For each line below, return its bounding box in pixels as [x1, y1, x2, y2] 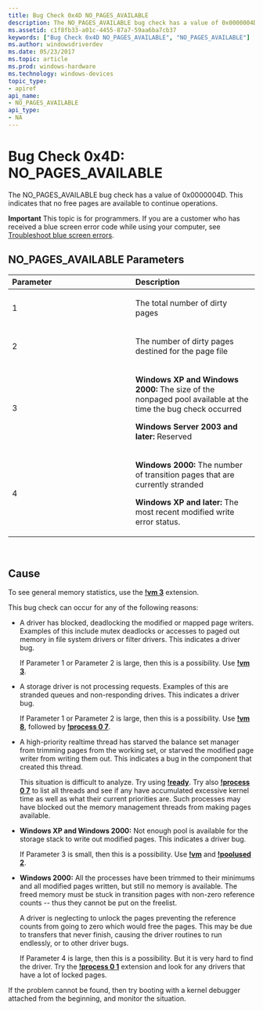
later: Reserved [135, 431, 193, 442]
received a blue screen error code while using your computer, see [8, 221, 221, 232]
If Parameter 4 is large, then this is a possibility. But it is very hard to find [19, 954, 254, 963]
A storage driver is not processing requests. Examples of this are [19, 682, 229, 692]
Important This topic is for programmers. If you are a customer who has [8, 214, 240, 223]
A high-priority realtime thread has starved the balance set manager [19, 737, 240, 746]
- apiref [8, 84, 37, 93]
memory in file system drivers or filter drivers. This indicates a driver [19, 635, 241, 644]
